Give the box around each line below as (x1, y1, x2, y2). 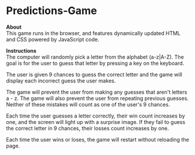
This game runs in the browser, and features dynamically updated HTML (6, 29, 180, 36)
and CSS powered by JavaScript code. (6, 36, 100, 43)
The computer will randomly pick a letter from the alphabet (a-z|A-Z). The (6, 53, 184, 60)
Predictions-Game (6, 4, 97, 18)
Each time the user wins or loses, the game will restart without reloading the (6, 136, 189, 143)
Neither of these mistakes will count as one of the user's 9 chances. (6, 101, 170, 108)
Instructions (6, 47, 37, 54)
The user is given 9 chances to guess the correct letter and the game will (6, 71, 183, 78)
